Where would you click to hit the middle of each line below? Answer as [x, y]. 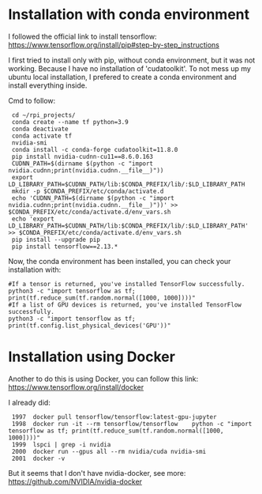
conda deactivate [40, 129]
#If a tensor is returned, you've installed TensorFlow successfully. [127, 284]
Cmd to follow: [32, 100]
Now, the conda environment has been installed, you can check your [120, 261]
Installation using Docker [92, 357]
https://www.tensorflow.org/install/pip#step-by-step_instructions [114, 44]
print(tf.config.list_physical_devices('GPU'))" [90, 326]
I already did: [30, 402]
